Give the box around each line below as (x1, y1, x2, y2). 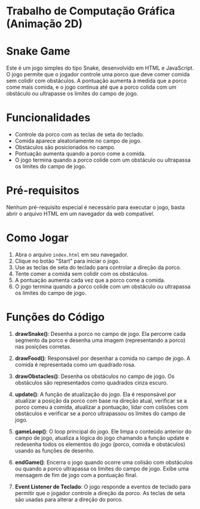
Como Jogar (6, 231, 69, 245)
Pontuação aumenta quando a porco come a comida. (14, 150, 146, 157)
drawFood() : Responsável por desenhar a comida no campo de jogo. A (14, 355, 190, 362)
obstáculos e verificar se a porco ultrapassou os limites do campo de (14, 410, 186, 417)
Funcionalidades (6, 111, 91, 124)
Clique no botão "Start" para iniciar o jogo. (14, 257, 120, 264)
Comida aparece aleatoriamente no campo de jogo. (14, 137, 142, 145)
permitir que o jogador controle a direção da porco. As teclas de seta (14, 489, 186, 496)
